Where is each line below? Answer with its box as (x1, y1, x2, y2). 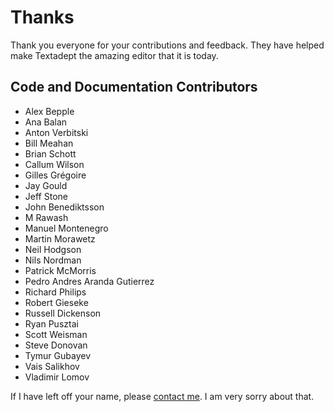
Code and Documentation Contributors (10, 79, 258, 96)
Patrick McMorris (24, 264, 97, 276)
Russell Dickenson (24, 307, 102, 319)
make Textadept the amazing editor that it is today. (10, 49, 219, 61)
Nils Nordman (24, 254, 82, 266)
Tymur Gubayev (24, 349, 92, 361)
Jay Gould (24, 179, 68, 191)
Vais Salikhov (24, 360, 80, 372)
